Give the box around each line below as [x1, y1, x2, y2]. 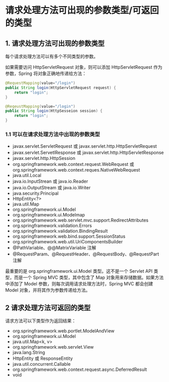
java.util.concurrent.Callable [12, 361, 71, 367]
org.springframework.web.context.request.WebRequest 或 [12, 161, 135, 167]
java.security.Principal [12, 190, 59, 196]
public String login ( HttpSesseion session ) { [5, 108, 102, 114]
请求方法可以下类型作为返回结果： [5, 318, 76, 324]
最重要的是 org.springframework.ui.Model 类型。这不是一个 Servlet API [5, 268, 153, 274]
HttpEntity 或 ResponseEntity [12, 355, 73, 362]
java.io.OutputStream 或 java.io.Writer [12, 185, 91, 191]
